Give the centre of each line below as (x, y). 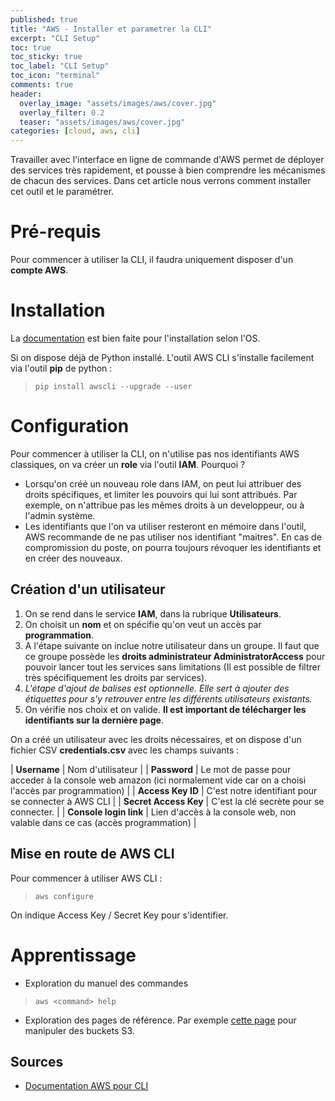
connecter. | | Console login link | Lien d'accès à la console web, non (153, 812)
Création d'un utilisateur (88, 589)
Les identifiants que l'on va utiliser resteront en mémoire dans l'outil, (165, 526)
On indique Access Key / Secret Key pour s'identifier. (119, 915)
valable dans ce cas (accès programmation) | (103, 822)
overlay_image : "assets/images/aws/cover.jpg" (118, 103)
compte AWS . (39, 270)
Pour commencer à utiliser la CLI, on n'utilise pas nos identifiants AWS (155, 453)
